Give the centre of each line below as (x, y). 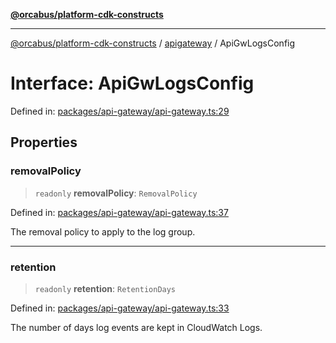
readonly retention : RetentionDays (105, 288)
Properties (44, 142)
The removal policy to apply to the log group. (103, 231)
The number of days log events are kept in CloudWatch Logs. (136, 327)
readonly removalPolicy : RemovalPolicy (116, 193)
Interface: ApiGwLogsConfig (132, 83)
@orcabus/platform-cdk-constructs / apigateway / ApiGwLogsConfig (153, 43)
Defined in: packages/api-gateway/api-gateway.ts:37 (119, 212)
